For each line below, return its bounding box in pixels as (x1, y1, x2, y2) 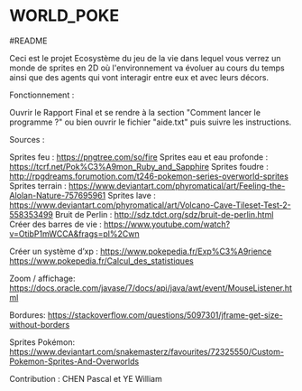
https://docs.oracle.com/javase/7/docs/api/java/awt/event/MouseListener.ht (9, 282, 293, 293)
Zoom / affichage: (9, 273, 76, 284)
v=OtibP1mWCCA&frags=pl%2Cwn (9, 228, 140, 239)
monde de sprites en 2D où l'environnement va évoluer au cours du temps (9, 62, 286, 73)
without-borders (9, 319, 70, 330)
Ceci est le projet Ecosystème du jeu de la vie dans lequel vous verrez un (9, 52, 281, 63)
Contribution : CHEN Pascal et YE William (9, 373, 162, 384)
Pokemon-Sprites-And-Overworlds (9, 356, 140, 367)
